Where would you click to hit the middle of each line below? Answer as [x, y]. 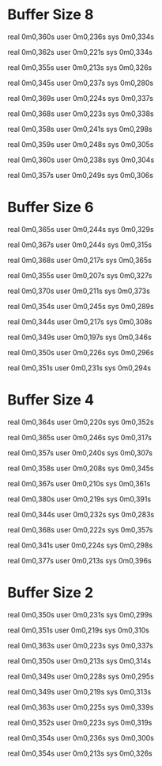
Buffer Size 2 [51, 593]
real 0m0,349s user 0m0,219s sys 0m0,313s [79, 691]
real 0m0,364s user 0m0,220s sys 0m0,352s [81, 422]
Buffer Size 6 [51, 207]
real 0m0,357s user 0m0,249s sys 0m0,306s [80, 175]
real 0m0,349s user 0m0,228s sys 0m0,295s [81, 676]
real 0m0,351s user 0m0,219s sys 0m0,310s [78, 630]
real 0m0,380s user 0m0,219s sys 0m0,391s [79, 499]
